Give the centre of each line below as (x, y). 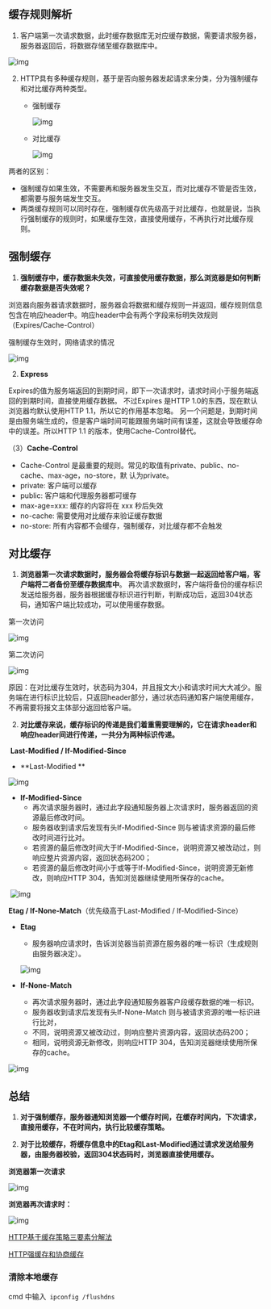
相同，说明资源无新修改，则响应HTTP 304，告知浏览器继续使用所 (141, 1043)
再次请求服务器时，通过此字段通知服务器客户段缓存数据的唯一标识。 (145, 1002)
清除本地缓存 (33, 1278)
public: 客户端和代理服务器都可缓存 (78, 496)
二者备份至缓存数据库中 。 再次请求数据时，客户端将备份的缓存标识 (152, 584)
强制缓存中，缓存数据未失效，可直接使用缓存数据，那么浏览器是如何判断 (140, 278)
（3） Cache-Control (43, 448)
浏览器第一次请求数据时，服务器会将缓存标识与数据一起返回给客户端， (137, 575)
